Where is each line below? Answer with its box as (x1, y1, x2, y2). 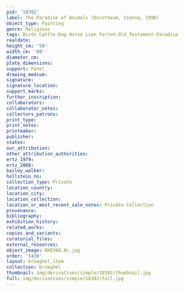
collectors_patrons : (6, 111, 59, 117)
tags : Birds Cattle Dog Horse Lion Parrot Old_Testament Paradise (6, 32, 179, 38)
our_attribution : (6, 145, 51, 151)
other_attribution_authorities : (6, 151, 88, 157)
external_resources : (6, 242, 59, 248)
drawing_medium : (6, 71, 48, 77)
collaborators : (6, 99, 45, 106)
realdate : (6, 37, 32, 43)
